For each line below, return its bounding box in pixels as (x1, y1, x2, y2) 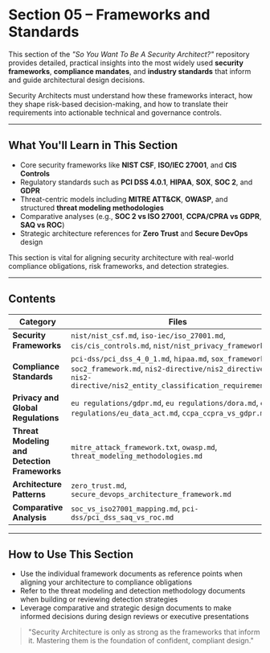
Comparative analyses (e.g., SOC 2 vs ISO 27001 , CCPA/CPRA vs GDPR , (19, 211, 262, 221)
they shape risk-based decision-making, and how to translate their (8, 99, 229, 109)
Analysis (12, 511, 47, 523)
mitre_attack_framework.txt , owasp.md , (71, 441, 218, 453)
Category (18, 316, 56, 327)
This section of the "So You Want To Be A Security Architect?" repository (8, 49, 251, 59)
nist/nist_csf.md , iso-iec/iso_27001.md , (71, 329, 226, 341)
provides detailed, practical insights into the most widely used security (8, 58, 243, 68)
